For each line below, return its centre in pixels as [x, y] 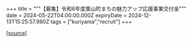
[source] [17, 33]
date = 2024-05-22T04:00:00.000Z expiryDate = [67, 15]
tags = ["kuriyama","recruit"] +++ [91, 22]
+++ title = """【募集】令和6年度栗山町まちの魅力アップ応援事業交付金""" [96, 9]
